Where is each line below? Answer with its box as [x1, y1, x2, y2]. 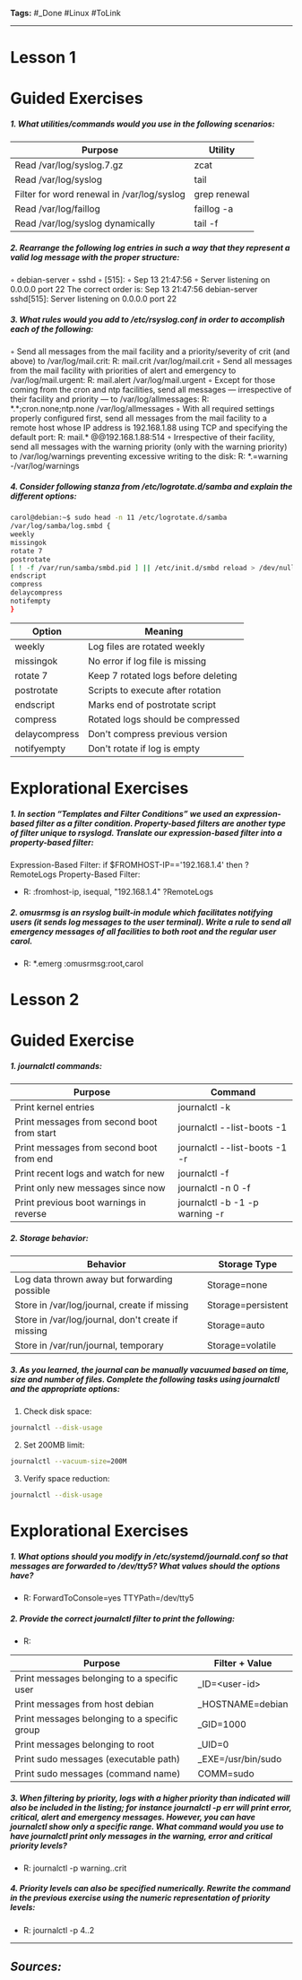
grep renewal [194, 188, 250, 201]
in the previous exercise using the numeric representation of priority [10, 1892, 271, 1904]
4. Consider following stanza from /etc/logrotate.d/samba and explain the [10, 481, 293, 491]
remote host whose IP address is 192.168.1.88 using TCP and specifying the [10, 422, 288, 433]
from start [14, 1127, 56, 1140]
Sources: [10, 1959, 62, 1975]
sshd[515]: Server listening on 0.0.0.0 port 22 [10, 293, 177, 304]
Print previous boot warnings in [14, 1196, 147, 1209]
